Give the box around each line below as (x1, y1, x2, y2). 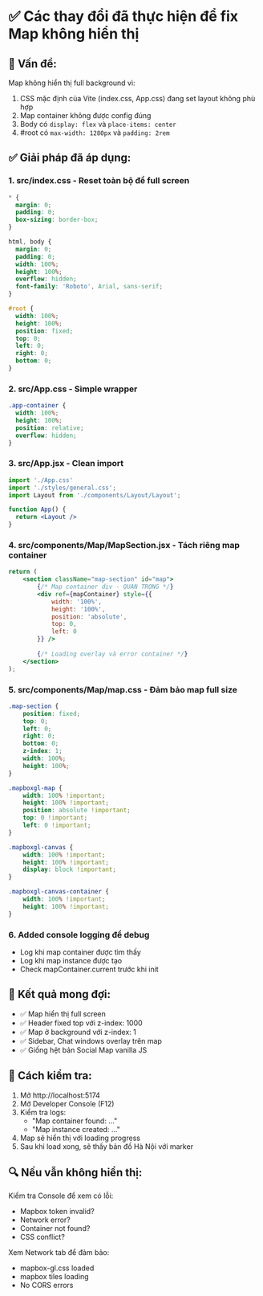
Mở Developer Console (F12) (19, 1098, 115, 1108)
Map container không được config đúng (19, 111, 152, 120)
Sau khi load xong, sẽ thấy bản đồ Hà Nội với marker (19, 1141, 194, 1151)
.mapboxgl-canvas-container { (8, 888, 110, 896)
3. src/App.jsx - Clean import (8, 458, 124, 469)
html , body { (8, 238, 52, 246)
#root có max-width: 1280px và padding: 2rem (19, 128, 170, 137)
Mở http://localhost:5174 (19, 1090, 100, 1100)
